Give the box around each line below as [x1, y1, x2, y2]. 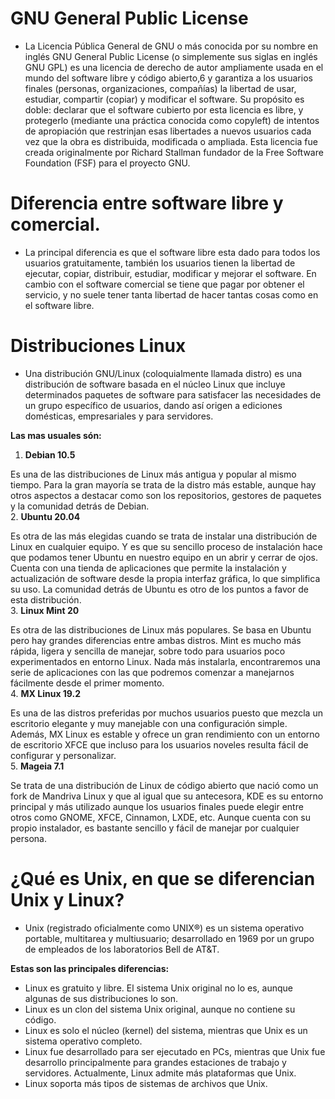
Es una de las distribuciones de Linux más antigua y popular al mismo [10, 468, 297, 480]
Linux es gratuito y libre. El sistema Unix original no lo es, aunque [24, 982, 293, 994]
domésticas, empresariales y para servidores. [24, 410, 214, 422]
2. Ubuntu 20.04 [10, 510, 81, 522]
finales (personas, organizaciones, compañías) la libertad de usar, [24, 82, 297, 94]
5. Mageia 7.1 [10, 760, 65, 772]
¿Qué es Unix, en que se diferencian [10, 868, 316, 890]
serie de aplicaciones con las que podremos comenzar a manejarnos [10, 666, 295, 678]
